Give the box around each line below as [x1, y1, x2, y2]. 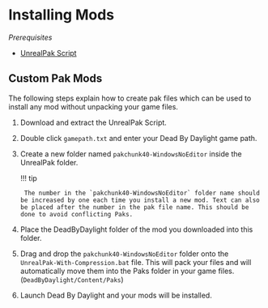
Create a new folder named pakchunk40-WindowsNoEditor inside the [19, 148, 242, 159]
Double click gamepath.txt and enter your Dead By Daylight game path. [19, 133, 257, 143]
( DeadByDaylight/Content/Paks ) [19, 274, 124, 284]
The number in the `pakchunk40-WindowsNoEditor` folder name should [23, 189, 261, 197]
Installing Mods [8, 6, 115, 24]
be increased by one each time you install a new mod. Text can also [19, 196, 261, 204]
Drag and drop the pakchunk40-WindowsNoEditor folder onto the [19, 249, 229, 259]
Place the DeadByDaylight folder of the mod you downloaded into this [19, 225, 253, 234]
